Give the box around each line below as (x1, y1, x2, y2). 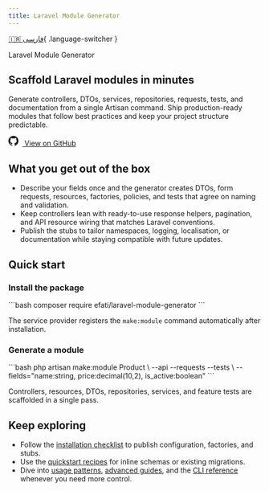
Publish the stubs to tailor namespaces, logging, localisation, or (19, 226, 230, 235)
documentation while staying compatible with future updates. (19, 235, 223, 244)
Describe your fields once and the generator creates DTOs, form (19, 183, 234, 193)
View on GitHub (23, 138, 76, 149)
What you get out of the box (8, 162, 151, 175)
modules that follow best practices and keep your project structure (8, 112, 229, 121)
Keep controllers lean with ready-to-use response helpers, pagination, (19, 209, 253, 219)
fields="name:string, (8, 371, 76, 381)
